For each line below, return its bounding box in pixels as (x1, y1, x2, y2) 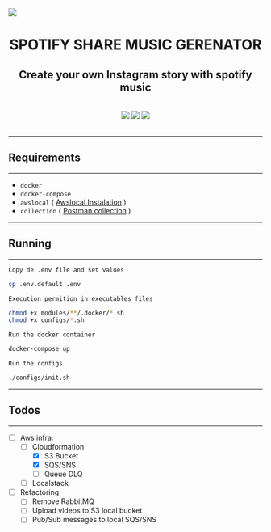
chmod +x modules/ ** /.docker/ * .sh (8, 309, 125, 317)
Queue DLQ (44, 469, 83, 479)
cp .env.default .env (8, 280, 81, 288)
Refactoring (19, 488, 60, 497)
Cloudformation (31, 441, 85, 451)
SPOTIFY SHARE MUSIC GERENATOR (9, 36, 262, 54)
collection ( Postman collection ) (19, 205, 131, 215)
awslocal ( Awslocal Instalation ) (19, 197, 127, 207)
